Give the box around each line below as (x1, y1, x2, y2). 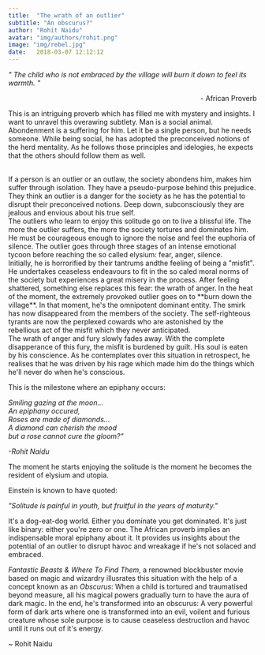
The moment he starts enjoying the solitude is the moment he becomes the (8, 462, 252, 471)
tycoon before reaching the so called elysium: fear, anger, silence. (8, 250, 223, 259)
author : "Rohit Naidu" (8, 26, 83, 34)
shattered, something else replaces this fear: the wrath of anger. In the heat (8, 283, 254, 293)
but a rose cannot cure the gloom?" (8, 432, 124, 440)
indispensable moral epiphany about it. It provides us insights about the (8, 533, 241, 542)
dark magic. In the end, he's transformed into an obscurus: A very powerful (8, 599, 253, 608)
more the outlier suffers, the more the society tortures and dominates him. (8, 225, 248, 234)
